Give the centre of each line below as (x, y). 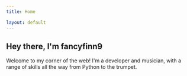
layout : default (26, 22)
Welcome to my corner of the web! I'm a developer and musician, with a (94, 61)
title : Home (21, 12)
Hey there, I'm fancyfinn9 (54, 46)
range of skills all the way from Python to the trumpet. (72, 67)
